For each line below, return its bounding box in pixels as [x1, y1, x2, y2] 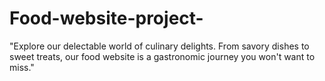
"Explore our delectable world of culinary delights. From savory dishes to [9, 40, 310, 52]
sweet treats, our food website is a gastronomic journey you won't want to [9, 50, 316, 62]
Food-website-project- [9, 7, 204, 30]
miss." [9, 61, 35, 73]
